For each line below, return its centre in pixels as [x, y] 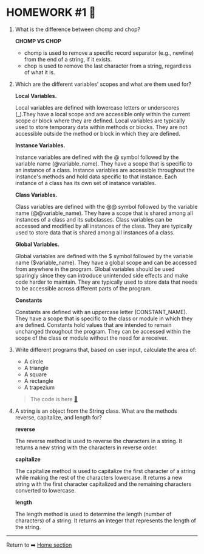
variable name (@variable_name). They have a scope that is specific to [104, 163]
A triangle [36, 368]
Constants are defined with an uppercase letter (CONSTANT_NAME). [101, 312]
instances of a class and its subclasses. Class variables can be [93, 219]
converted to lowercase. [45, 490]
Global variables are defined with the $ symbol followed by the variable [104, 256]
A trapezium [39, 387]
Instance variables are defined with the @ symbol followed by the [97, 157]
